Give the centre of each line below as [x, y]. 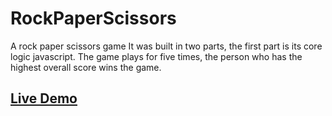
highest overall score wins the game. [86, 67]
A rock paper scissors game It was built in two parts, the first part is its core [166, 46]
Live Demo [44, 98]
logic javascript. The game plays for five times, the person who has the [156, 56]
